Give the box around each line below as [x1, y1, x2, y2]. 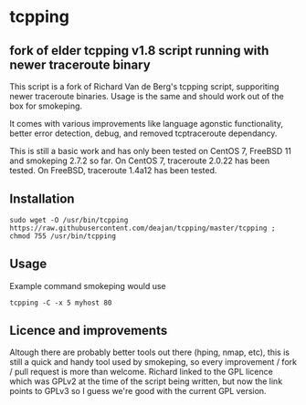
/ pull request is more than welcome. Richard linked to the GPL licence [9, 367, 274, 378]
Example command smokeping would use [9, 280, 166, 291]
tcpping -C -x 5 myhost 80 [9, 298, 112, 307]
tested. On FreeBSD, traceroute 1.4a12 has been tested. [9, 165, 217, 175]
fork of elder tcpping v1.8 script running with [9, 43, 269, 58]
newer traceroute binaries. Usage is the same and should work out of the [9, 91, 285, 101]
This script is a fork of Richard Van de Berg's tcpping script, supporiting [9, 81, 280, 92]
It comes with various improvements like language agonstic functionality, [9, 119, 284, 129]
